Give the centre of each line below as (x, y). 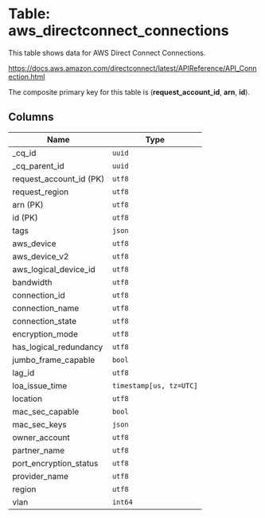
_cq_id (24, 153)
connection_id (39, 295)
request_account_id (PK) (58, 178)
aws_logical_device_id (54, 269)
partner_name (39, 450)
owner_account (41, 437)
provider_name (41, 476)
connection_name (46, 308)
